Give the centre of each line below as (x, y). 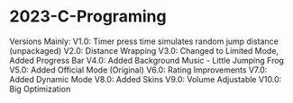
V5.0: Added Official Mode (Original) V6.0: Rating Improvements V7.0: (138, 70)
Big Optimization (40, 89)
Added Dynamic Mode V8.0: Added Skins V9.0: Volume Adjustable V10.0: (146, 79)
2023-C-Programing (88, 17)
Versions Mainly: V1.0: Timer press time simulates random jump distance (144, 41)
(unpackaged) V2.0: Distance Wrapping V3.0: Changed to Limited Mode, (144, 50)
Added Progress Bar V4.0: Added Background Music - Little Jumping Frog (146, 60)
